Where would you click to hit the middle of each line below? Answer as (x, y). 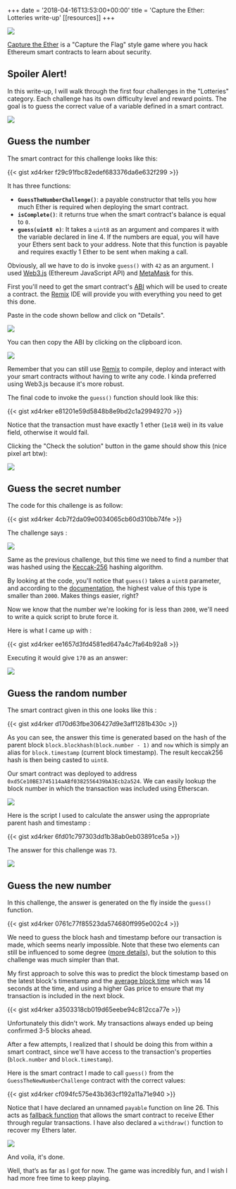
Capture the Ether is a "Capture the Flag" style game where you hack (108, 44)
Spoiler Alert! (37, 74)
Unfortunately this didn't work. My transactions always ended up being (110, 1023)
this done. (22, 301)
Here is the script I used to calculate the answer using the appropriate (108, 816)
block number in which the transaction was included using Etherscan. (108, 789)
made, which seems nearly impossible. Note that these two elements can (113, 945)
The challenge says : (37, 533)
